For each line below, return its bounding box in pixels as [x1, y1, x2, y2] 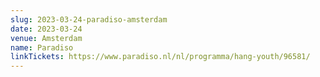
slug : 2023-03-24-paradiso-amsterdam [10, 14, 168, 25]
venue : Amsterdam [10, 33, 83, 43]
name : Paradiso [10, 42, 74, 53]
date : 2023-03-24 [10, 24, 83, 34]
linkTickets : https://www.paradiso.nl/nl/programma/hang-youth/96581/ [10, 52, 311, 62]
